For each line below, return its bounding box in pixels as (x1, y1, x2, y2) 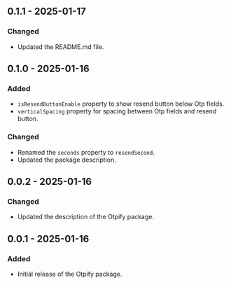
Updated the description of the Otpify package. (17, 213, 154, 221)
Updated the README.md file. (17, 42, 104, 51)
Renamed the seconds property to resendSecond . (17, 148, 155, 156)
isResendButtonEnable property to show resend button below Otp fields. (17, 99, 225, 108)
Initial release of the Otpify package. (17, 270, 122, 279)
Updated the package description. (17, 155, 117, 164)
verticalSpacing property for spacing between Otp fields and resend (17, 107, 217, 116)
